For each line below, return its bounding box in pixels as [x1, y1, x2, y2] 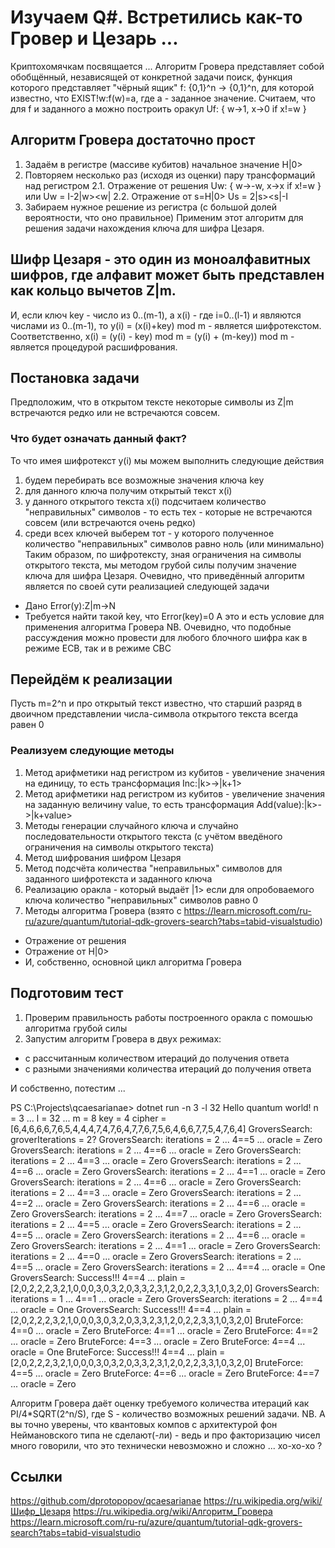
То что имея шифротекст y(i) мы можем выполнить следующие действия [10, 454, 325, 466]
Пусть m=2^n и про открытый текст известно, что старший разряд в [10, 697, 303, 710]
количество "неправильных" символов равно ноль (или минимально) [24, 537, 325, 550]
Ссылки [10, 1468, 63, 1485]
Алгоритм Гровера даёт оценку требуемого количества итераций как [10, 1397, 310, 1409]
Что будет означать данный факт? [10, 432, 188, 446]
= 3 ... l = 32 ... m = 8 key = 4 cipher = [10, 1112, 167, 1124]
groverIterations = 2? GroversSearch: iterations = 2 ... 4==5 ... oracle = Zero [10, 1133, 323, 1145]
